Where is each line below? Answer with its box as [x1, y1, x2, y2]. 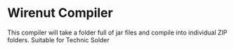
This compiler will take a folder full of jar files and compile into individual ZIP [7, 28, 228, 37]
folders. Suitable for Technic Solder [7, 35, 110, 44]
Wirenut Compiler [7, 5, 114, 21]
